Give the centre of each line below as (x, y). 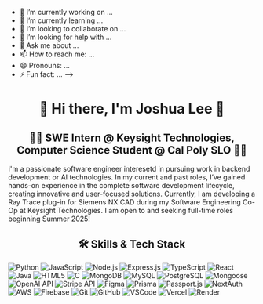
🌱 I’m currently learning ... (61, 20)
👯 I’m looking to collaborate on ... (73, 29)
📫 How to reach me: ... (57, 54)
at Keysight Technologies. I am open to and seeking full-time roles (126, 210)
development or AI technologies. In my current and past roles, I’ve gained (127, 177)
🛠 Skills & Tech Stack (132, 244)
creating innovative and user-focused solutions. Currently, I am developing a (132, 194)
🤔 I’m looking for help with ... (66, 37)
